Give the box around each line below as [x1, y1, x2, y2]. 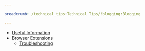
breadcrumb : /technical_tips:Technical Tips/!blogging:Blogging [4, 11, 141, 16]
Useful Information [11, 29, 51, 35]
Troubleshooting [19, 40, 53, 46]
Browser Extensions [11, 35, 53, 41]
